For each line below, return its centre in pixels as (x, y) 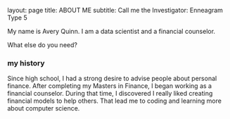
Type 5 (18, 18)
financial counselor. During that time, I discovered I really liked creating (110, 94)
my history (26, 63)
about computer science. (44, 108)
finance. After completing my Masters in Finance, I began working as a (110, 86)
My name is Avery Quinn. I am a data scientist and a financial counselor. (111, 31)
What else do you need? (42, 45)
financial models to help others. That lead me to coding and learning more (114, 101)
